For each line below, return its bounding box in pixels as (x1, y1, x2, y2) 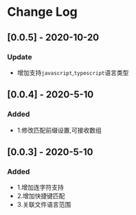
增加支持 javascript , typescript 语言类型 (16, 68, 129, 76)
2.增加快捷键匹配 (16, 192, 65, 200)
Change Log (7, 4, 78, 20)
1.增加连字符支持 (16, 183, 64, 192)
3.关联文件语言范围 (16, 201, 71, 209)
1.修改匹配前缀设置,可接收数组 (16, 126, 102, 134)
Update (7, 52, 32, 62)
